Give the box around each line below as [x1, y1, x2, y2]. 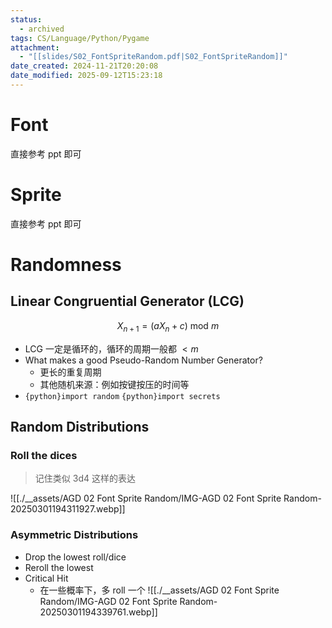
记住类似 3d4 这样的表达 [34, 472, 136, 485]
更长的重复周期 [39, 366, 102, 378]
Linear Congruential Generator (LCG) [10, 293, 245, 310]
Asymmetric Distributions [10, 528, 139, 542]
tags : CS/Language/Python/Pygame [10, 33, 150, 43]
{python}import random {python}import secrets [24, 391, 221, 401]
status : [10, 14, 43, 25]
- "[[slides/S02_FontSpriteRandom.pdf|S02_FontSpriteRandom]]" [19, 52, 288, 62]
